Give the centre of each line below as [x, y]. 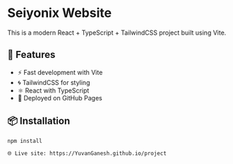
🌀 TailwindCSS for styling [54, 82]
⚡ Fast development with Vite [60, 72]
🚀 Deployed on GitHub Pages [60, 98]
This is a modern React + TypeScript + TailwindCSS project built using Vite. [117, 33]
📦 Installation [39, 121]
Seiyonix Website [59, 13]
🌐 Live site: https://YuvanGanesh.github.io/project [87, 153]
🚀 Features [31, 55]
